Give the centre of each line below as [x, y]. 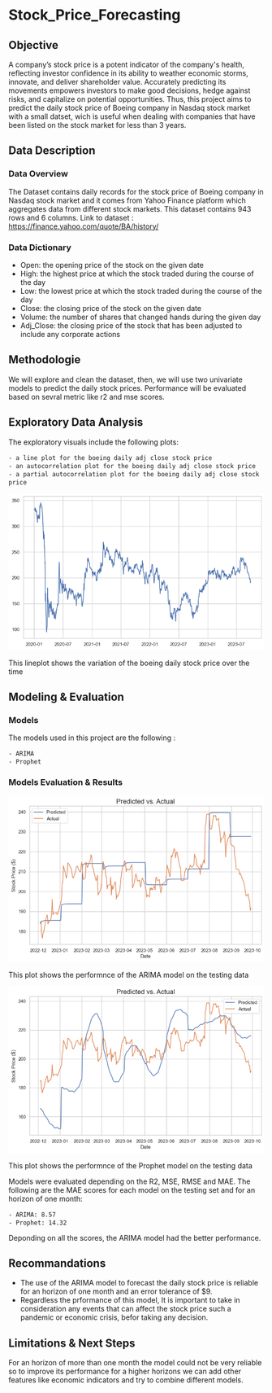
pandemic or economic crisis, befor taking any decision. [114, 1317]
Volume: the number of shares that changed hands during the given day [140, 317]
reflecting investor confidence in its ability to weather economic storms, [129, 73]
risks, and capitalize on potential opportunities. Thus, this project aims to [130, 99]
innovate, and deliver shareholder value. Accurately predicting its [117, 82]
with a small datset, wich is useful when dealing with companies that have [132, 116]
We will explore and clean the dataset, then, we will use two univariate [126, 379]
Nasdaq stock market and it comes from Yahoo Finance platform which [127, 200]
